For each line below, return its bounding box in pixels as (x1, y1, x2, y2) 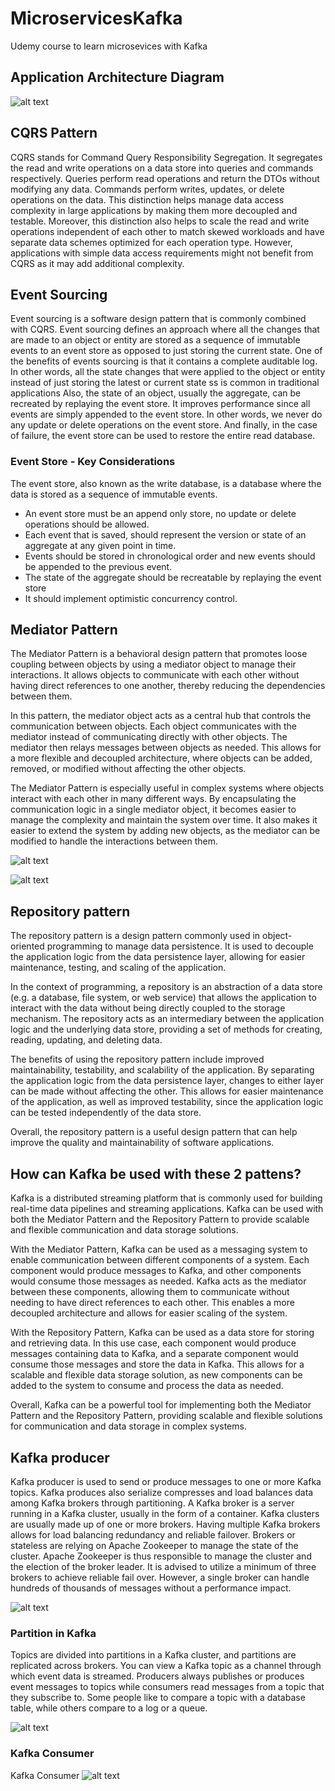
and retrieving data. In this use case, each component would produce (10, 1337, 297, 1349)
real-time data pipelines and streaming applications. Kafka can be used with (10, 1203, 324, 1215)
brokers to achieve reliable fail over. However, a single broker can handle (10, 1571, 310, 1583)
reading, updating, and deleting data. (10, 1034, 163, 1046)
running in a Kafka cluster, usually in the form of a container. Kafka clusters (10, 1507, 320, 1519)
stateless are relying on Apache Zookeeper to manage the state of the (10, 1539, 299, 1551)
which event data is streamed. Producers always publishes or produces (10, 1670, 305, 1682)
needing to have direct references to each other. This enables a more (10, 1297, 295, 1309)
